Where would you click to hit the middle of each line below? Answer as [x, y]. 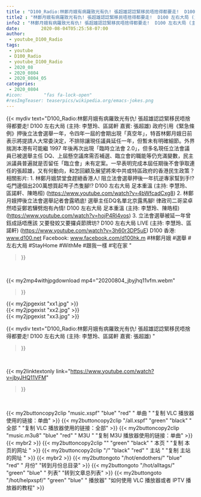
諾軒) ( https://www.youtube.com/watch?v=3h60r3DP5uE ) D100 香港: [91, 230]
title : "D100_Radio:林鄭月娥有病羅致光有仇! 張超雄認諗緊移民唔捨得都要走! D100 [101, 12]
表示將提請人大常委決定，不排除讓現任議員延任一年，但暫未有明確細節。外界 [100, 140]
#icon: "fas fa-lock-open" [49, 95]
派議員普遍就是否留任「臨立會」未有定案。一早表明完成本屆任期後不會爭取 [98, 163]
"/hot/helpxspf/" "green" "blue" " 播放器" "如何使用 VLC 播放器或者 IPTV [95, 480]
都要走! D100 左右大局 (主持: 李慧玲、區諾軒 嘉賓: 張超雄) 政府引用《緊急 [100, 125]
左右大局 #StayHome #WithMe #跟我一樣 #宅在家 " [69, 245]
